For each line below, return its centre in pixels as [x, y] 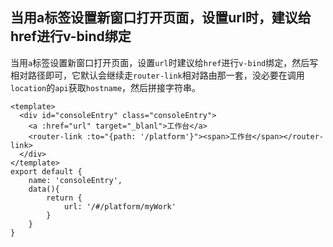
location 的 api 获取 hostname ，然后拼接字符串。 [106, 87]
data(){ [44, 189]
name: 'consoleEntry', [75, 180]
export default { [46, 171]
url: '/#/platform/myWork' [120, 206]
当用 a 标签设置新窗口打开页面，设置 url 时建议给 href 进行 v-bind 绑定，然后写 [164, 62]
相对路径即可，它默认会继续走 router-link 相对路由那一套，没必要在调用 [157, 75]
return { [64, 198]
